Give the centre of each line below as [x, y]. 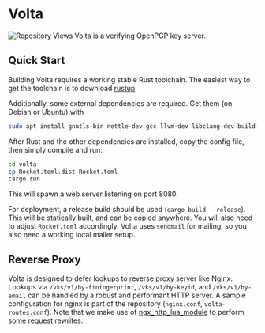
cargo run [24, 179]
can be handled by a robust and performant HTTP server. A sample [136, 295]
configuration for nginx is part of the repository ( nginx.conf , [105, 304]
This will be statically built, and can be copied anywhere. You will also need [131, 218]
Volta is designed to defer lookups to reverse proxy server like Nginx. [120, 278]
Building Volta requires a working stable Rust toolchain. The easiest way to [129, 79]
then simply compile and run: [55, 149]
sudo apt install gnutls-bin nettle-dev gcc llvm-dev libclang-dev [121, 126]
